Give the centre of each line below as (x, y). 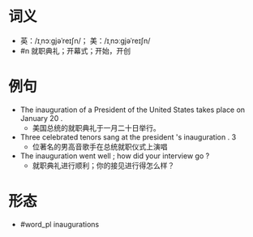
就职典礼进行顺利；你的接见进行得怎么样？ (103, 165)
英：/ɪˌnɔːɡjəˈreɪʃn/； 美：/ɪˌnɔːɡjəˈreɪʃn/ (85, 41)
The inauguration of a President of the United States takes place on (133, 110)
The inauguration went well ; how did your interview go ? (115, 156)
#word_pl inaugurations (60, 224)
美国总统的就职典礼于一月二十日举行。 (96, 127)
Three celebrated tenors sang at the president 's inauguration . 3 (128, 137)
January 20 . (41, 118)
